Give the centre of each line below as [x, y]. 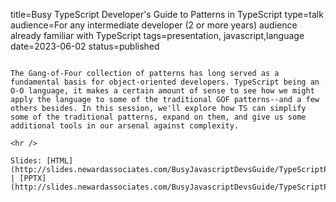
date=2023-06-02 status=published [85, 46]
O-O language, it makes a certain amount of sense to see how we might [162, 91]
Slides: [26, 161]
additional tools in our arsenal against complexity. [125, 126]
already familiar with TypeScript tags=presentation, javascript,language [157, 35]
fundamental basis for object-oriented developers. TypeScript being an [165, 82]
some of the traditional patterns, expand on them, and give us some [158, 117]
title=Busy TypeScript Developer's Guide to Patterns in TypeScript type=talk [167, 14]
